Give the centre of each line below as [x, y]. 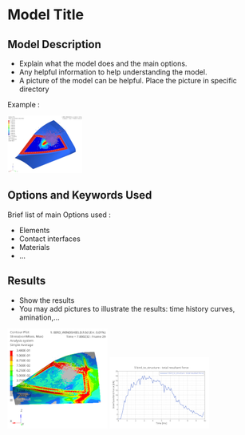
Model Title [46, 15]
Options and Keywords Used [80, 195]
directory [34, 89]
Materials [34, 247]
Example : [24, 105]
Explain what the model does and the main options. [103, 63]
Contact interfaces [49, 239]
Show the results [47, 300]
